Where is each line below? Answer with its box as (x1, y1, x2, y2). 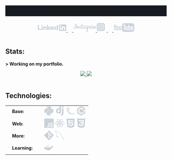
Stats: (5, 47, 25, 56)
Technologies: (5, 92, 52, 100)
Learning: (12, 145, 33, 151)
